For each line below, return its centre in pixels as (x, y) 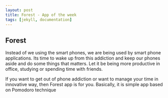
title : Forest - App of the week (41, 15)
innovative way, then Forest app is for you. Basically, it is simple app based (84, 85)
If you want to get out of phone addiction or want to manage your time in (82, 79)
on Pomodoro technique (31, 90)
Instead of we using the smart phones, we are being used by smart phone (83, 53)
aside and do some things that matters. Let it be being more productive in (83, 64)
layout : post (19, 10)
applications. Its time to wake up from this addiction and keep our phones (83, 58)
